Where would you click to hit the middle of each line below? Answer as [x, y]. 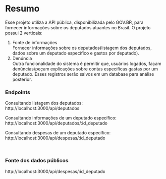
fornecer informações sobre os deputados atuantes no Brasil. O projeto [78, 27]
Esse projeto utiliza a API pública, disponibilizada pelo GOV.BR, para [74, 22]
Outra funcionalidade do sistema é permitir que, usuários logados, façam [87, 63]
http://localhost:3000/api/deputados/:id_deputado [56, 123]
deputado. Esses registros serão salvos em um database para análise [83, 74]
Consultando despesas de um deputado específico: [58, 133]
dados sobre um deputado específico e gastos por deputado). [76, 53]
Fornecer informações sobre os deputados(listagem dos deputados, [82, 48]
